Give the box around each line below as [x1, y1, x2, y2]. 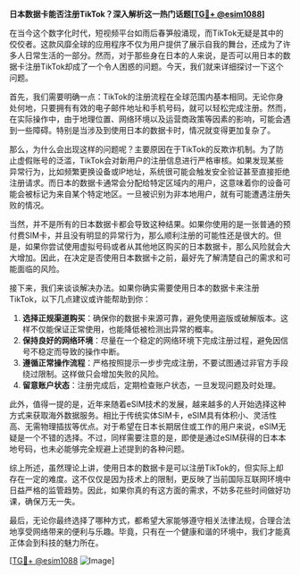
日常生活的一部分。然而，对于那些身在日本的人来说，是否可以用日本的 [24, 50, 283, 61]
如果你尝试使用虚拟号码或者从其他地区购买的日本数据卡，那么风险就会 [24, 241, 283, 251]
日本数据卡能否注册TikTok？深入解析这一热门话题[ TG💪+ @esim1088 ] [9, 9, 265, 19]
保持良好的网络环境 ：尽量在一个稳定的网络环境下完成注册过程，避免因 [21, 335, 281, 345]
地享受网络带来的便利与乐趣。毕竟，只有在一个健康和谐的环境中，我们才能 [9, 527, 283, 537]
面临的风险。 [16, 264, 64, 274]
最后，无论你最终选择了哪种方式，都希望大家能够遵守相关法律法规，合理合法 [9, 515, 291, 526]
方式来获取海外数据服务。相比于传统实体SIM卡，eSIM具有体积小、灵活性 [9, 410, 277, 420]
